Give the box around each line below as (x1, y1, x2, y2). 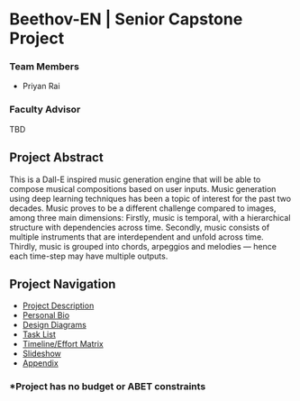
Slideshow (22, 348, 61, 360)
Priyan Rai (22, 81, 60, 92)
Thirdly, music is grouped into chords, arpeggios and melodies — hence (9, 241, 277, 251)
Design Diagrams (22, 320, 87, 331)
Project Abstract (9, 150, 104, 166)
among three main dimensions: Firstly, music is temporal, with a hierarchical (9, 212, 291, 223)
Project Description (22, 300, 95, 311)
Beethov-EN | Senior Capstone (9, 9, 243, 30)
